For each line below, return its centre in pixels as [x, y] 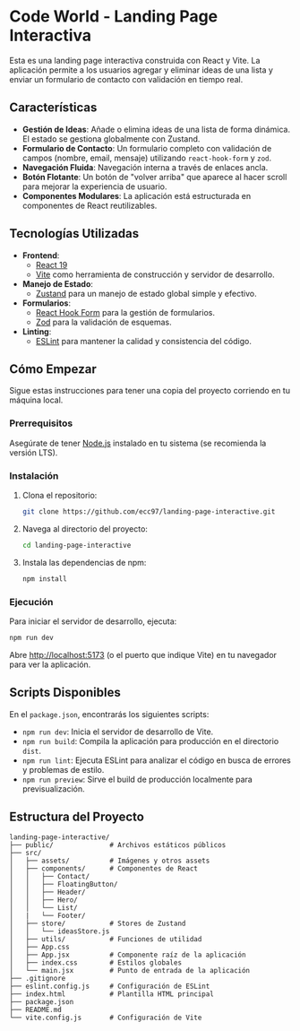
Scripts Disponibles [65, 693]
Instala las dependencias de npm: [84, 562]
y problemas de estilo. [63, 769]
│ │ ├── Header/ [48, 892]
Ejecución [31, 602]
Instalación [34, 475]
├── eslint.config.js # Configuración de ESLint [110, 987]
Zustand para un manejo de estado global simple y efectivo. [146, 293]
